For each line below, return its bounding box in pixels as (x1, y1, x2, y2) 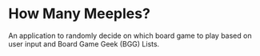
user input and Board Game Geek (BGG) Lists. (8, 39, 160, 48)
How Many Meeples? (8, 5, 150, 23)
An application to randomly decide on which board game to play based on (8, 31, 252, 40)
